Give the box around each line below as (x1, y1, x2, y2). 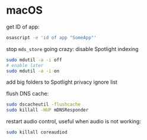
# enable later (6, 62, 44, 68)
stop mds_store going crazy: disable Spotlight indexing (6, 45, 139, 52)
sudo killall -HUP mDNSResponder (6, 107, 89, 113)
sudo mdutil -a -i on (6, 68, 60, 74)
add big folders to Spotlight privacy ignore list (6, 78, 117, 86)
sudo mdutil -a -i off (6, 57, 62, 63)
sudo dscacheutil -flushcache (6, 101, 81, 107)
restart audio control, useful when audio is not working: (6, 118, 141, 125)
